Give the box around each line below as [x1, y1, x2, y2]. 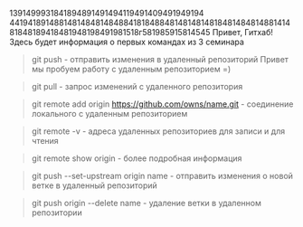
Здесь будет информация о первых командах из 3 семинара [9, 36, 244, 47]
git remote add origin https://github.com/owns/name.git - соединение [31, 99, 294, 109]
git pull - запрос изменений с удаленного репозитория [31, 81, 243, 91]
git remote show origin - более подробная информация [31, 153, 242, 164]
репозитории [31, 207, 83, 218]
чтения [31, 136, 59, 146]
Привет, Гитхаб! [212, 27, 274, 37]
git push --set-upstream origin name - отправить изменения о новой [31, 171, 294, 181]
